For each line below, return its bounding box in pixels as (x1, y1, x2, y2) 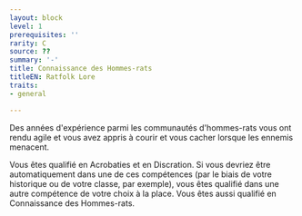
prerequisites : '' (9, 30, 79, 39)
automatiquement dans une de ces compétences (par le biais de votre (9, 169, 273, 180)
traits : (9, 81, 39, 90)
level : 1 (9, 22, 43, 31)
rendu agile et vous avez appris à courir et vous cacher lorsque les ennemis (9, 132, 294, 142)
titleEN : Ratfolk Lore (9, 73, 96, 82)
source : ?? (9, 47, 51, 56)
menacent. (9, 142, 50, 152)
